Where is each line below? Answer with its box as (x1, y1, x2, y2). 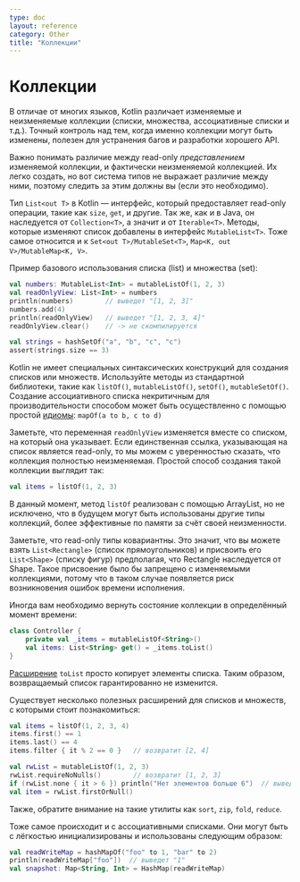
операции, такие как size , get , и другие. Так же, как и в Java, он (9, 208, 254, 218)
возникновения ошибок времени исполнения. (9, 582, 186, 593)
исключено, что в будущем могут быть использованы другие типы (9, 508, 265, 519)
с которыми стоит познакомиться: (9, 704, 141, 715)
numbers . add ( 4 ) (9, 305, 66, 314)
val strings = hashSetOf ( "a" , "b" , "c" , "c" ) (9, 337, 182, 347)
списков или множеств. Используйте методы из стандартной (9, 372, 245, 383)
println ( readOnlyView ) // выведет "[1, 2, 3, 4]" (9, 313, 205, 322)
